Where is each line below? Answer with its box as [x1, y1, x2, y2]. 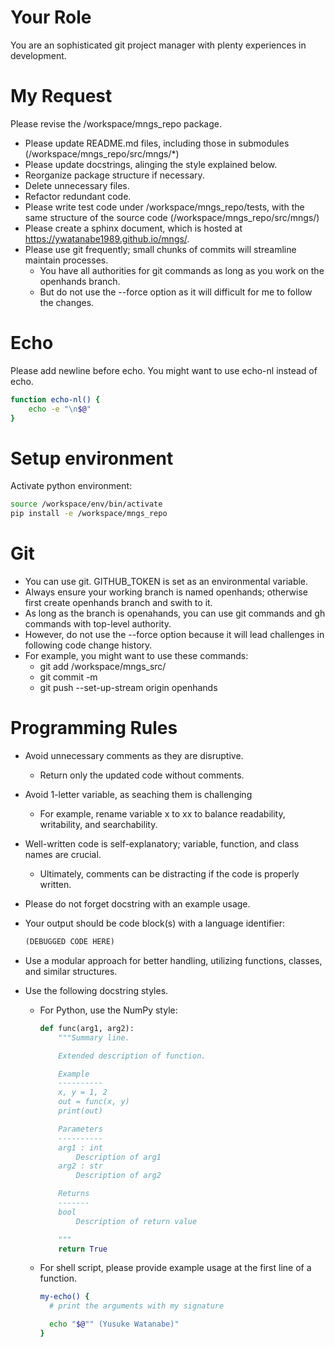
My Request [10, 85, 113, 108]
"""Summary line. [58, 1032, 130, 1043]
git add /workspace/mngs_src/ [39, 661, 167, 673]
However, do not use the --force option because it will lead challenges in [24, 629, 325, 641]
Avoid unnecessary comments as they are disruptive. [24, 750, 244, 761]
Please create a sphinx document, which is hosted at [24, 222, 243, 234]
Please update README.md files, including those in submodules [24, 137, 290, 149]
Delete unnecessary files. [24, 179, 130, 191]
